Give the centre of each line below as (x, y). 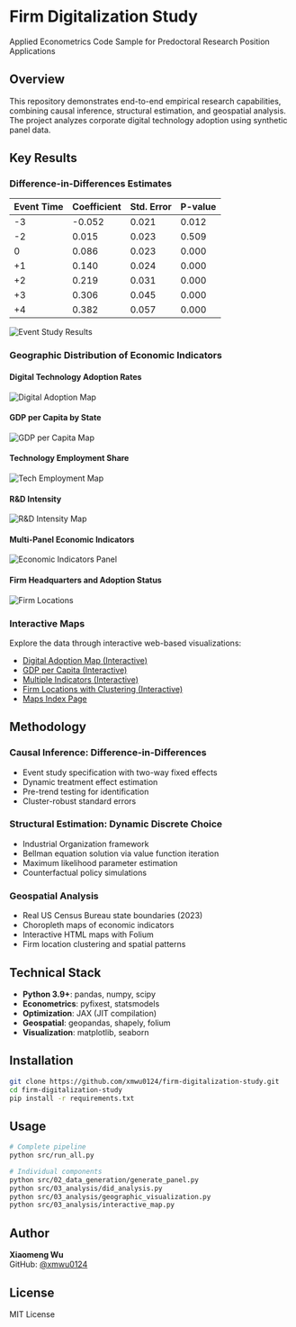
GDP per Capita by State (55, 418)
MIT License (32, 1314)
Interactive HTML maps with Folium (88, 934)
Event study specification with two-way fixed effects (120, 772)
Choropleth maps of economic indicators (98, 925)
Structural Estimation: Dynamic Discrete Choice (116, 824)
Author (29, 1233)
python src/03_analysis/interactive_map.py (92, 1205)
